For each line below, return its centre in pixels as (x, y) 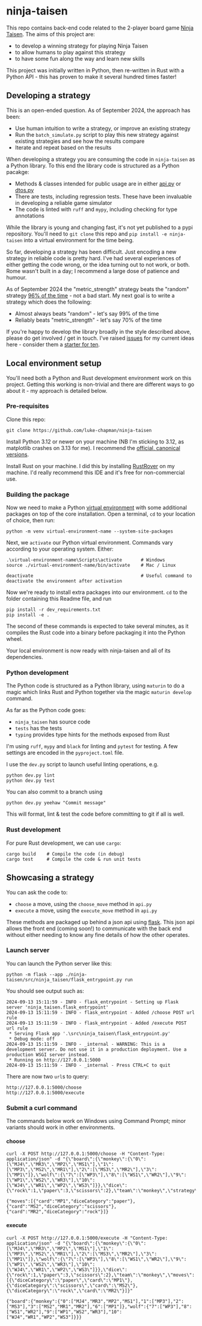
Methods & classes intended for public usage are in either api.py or (98, 183)
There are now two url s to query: (47, 1076)
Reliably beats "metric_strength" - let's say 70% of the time (88, 320)
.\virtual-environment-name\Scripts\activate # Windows (86, 560)
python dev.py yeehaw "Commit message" (56, 803)
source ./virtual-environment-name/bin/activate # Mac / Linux (91, 565)
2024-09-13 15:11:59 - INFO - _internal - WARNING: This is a (86, 1044)
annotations (30, 216)
